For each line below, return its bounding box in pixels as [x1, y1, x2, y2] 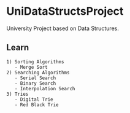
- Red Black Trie [14, 101, 59, 108]
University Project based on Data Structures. [6, 25, 120, 32]
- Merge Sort [14, 64, 48, 70]
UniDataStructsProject [6, 4, 124, 18]
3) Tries [6, 91, 29, 97]
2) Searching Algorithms [6, 69, 70, 76]
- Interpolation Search [14, 85, 75, 92]
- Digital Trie [14, 96, 53, 103]
